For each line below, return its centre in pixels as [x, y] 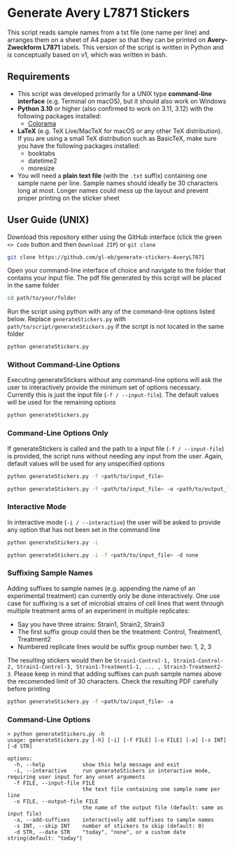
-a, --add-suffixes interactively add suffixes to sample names [114, 820]
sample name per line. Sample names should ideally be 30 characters [117, 183]
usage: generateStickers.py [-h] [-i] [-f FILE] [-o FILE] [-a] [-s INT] [117, 740]
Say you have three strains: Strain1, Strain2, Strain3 [91, 624]
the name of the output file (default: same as [153, 808]
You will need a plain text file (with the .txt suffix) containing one [112, 175]
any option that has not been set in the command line [84, 529]
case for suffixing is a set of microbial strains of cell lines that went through [115, 603]
